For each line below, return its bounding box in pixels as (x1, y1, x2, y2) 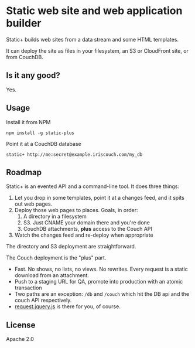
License (6, 320, 36, 330)
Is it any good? (6, 70, 60, 80)
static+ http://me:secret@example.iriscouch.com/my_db (6, 151, 143, 158)
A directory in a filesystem (23, 213, 87, 220)
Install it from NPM (6, 118, 51, 125)
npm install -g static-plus (6, 130, 75, 136)
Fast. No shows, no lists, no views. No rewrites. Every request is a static (14, 265, 189, 273)
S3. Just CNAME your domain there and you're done (23, 219, 150, 226)
